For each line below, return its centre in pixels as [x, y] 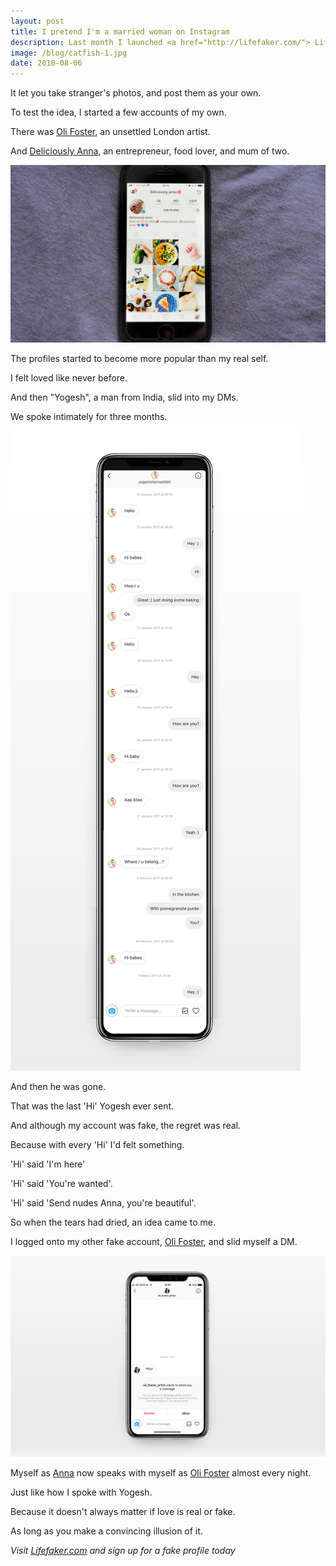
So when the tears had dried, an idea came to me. [113, 1222]
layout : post [37, 21]
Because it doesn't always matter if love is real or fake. [123, 1511]
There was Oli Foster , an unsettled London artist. [110, 132]
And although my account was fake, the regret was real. [126, 1125]
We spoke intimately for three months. [89, 416]
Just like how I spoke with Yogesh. [81, 1492]
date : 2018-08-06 [46, 63]
